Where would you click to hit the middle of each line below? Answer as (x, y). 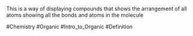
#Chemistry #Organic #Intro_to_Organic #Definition (70, 27)
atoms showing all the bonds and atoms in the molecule (75, 15)
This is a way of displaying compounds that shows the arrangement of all (96, 9)
